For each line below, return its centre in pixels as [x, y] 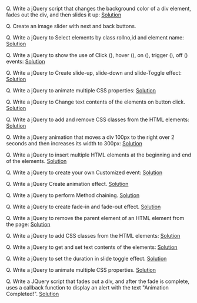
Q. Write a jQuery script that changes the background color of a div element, [98, 9]
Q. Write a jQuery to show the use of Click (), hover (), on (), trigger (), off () [97, 55]
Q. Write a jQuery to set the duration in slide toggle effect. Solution [86, 259]
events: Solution [26, 61]
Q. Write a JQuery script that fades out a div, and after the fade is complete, [98, 281]
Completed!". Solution [33, 294]
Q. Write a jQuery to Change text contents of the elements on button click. [96, 102]
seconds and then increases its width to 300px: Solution [74, 143]
